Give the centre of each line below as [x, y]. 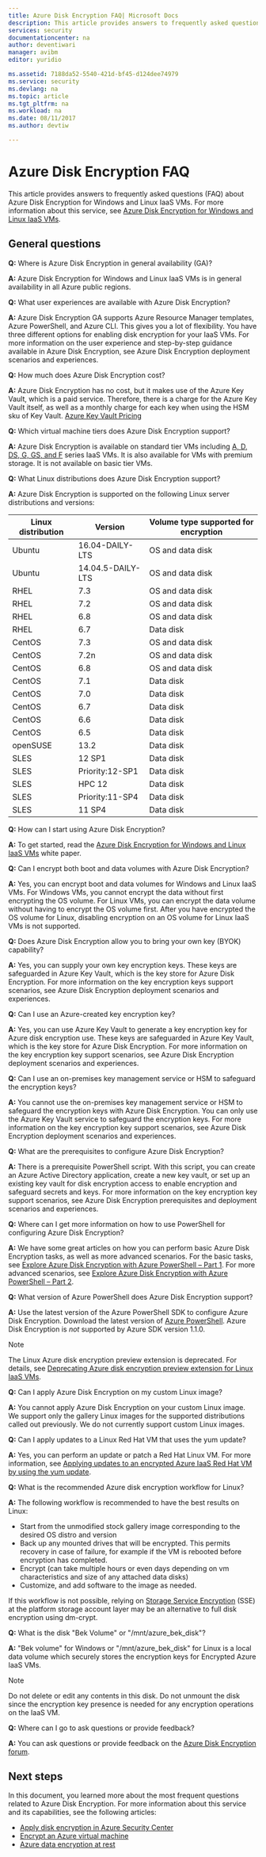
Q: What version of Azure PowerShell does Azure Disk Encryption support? [131, 1297]
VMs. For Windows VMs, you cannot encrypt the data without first [116, 892]
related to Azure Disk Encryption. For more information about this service [127, 1804]
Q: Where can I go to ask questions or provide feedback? [102, 1728]
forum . [19, 1752]
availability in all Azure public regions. [70, 287]
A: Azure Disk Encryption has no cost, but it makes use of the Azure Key [126, 390]
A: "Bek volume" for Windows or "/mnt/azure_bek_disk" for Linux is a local [130, 1648]
